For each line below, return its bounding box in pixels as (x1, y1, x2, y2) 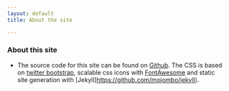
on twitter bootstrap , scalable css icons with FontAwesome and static (17, 68, 216, 77)
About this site (7, 45, 57, 55)
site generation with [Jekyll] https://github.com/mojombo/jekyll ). (17, 75, 199, 83)
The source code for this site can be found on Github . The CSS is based (17, 61, 223, 69)
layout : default (7, 10, 54, 17)
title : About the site (7, 17, 73, 23)
